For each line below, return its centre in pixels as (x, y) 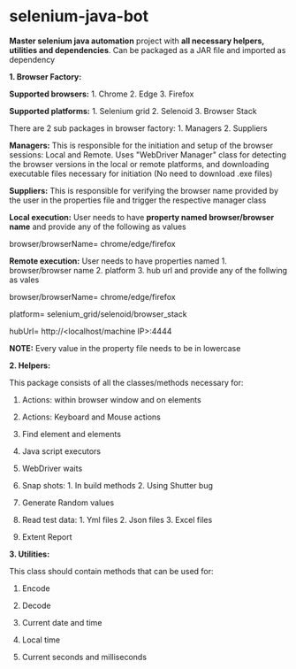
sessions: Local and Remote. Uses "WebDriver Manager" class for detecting (148, 154)
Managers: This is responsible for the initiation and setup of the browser (141, 145)
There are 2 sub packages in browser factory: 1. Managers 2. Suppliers (138, 128)
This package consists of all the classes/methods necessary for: (126, 382)
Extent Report (47, 536)
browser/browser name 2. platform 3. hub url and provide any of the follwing (148, 270)
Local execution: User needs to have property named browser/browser (142, 217)
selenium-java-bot (79, 16)
